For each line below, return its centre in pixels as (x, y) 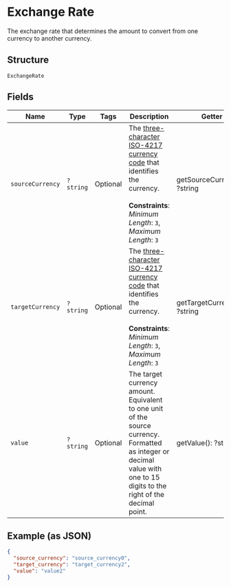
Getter (212, 116)
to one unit (146, 408)
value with (145, 469)
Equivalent (145, 400)
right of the (146, 494)
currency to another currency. (49, 38)
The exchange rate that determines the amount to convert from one (103, 31)
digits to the (147, 486)
